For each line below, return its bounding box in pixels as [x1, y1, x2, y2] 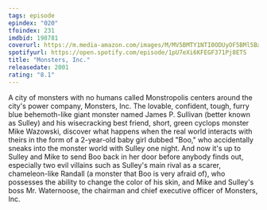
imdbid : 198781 [8, 33, 59, 42]
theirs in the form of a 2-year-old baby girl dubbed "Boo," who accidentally [8, 134, 254, 144]
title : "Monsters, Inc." [8, 56, 91, 64]
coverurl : [8, 41, 41, 49]
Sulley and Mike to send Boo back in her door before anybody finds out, [8, 152, 244, 161]
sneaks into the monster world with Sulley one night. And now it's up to [8, 143, 241, 153]
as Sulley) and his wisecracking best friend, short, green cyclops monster [8, 118, 250, 127]
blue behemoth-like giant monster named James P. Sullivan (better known [8, 109, 250, 119]
